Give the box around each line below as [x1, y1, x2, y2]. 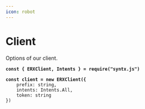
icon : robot [5, 8, 35, 15]
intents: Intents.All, [16, 87, 73, 93]
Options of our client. [5, 54, 58, 62]
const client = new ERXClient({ [5, 76, 86, 83]
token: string [16, 92, 52, 98]
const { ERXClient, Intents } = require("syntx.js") [5, 66, 140, 72]
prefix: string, [16, 81, 58, 87]
